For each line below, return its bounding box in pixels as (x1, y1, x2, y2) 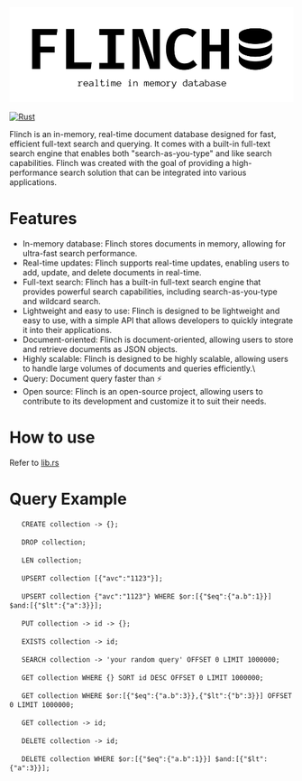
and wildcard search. (22, 295, 101, 306)
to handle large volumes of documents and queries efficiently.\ (22, 363, 256, 374)
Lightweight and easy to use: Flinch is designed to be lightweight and (22, 305, 280, 316)
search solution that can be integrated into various (59, 167, 247, 178)
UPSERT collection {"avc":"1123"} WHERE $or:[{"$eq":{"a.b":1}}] (21, 591, 272, 601)
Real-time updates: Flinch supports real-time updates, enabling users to (22, 257, 290, 268)
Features (9, 209, 78, 229)
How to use (9, 427, 96, 448)
